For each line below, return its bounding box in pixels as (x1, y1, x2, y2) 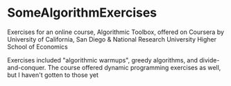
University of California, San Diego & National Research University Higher (7, 35, 217, 43)
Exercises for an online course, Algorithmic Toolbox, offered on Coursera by (7, 28, 224, 36)
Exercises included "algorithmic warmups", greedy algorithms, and (7, 55, 198, 64)
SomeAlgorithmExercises (7, 5, 157, 21)
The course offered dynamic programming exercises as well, (47, 63, 221, 71)
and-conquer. (7, 63, 46, 71)
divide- (198, 55, 220, 64)
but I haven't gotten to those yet (7, 71, 99, 79)
